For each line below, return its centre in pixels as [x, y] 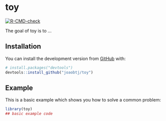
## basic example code [29, 114]
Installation [23, 46]
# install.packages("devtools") [39, 67]
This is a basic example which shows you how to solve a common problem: [83, 100]
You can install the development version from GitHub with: [65, 58]
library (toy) [19, 109]
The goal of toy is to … [28, 30]
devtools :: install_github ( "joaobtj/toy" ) [49, 72]
